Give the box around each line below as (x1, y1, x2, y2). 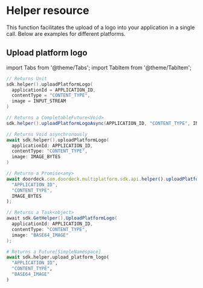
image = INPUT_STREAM (11, 98, 66, 104)
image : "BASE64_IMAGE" (11, 232, 69, 238)
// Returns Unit (6, 75, 47, 82)
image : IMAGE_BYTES (11, 154, 61, 160)
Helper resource (6, 4, 89, 18)
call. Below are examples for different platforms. (6, 30, 126, 37)
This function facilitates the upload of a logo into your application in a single (6, 24, 195, 31)
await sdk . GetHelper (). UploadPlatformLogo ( (6, 215, 118, 221)
